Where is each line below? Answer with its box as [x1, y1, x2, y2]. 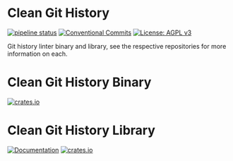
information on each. [7, 49, 68, 58]
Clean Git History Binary [7, 74, 152, 90]
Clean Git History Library [7, 122, 155, 138]
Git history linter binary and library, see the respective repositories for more [7, 42, 227, 50]
